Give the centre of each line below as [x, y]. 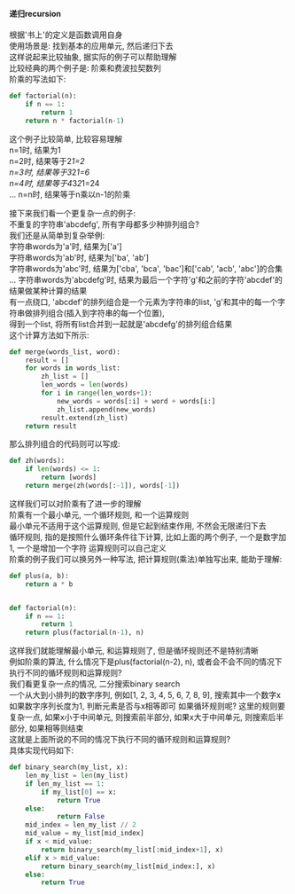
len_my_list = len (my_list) [77, 776]
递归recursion [35, 13]
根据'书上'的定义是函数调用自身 [66, 35]
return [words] [69, 478]
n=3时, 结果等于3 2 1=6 [50, 172]
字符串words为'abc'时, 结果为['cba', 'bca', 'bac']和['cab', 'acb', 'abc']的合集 [146, 268]
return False [80, 817]
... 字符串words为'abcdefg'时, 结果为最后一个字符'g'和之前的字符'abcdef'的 [146, 279]
